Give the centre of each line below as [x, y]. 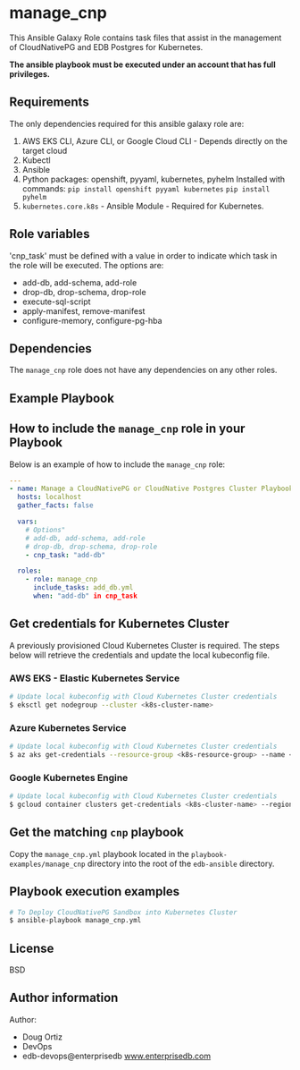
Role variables [50, 234]
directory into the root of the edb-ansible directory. [181, 863]
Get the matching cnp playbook [97, 832]
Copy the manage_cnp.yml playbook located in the [99, 853]
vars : [28, 522]
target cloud [45, 150]
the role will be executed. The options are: [87, 265]
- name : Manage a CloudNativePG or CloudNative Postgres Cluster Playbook [151, 489]
